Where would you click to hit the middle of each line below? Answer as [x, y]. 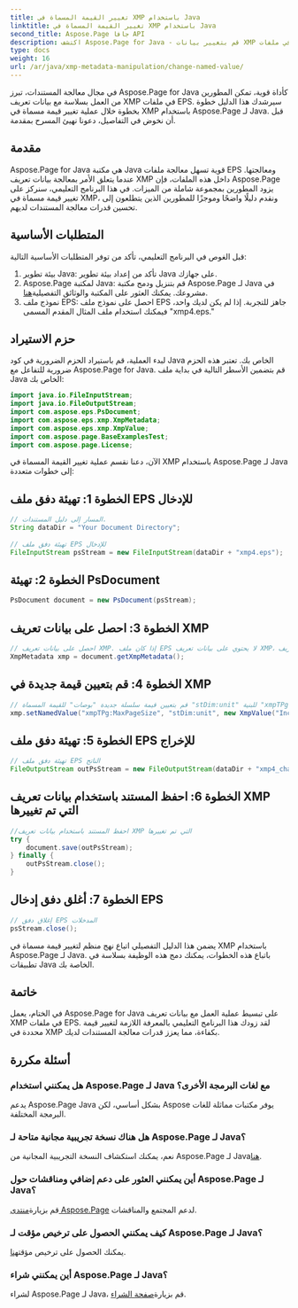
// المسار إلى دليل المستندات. [58, 519]
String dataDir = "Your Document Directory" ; [95, 528]
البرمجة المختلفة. [38, 1114]
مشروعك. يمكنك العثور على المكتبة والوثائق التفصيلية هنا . [115, 292]
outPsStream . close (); [65, 864]
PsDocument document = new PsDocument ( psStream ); [103, 600]
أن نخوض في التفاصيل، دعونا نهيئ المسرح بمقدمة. [93, 120]
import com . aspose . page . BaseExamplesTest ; [89, 436]
